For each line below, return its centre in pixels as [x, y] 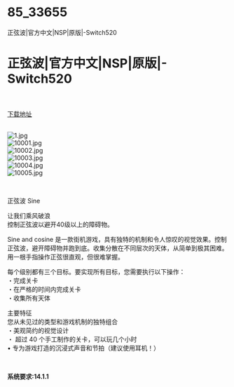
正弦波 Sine [24, 201]
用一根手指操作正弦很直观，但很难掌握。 [66, 257]
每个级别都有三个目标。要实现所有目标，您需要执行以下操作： [96, 271]
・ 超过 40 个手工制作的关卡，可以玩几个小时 [72, 339]
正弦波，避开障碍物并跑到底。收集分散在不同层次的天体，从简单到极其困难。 [118, 248]
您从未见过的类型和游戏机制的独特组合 [62, 321]
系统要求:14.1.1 [28, 376]
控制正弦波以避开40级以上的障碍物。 [60, 224]
